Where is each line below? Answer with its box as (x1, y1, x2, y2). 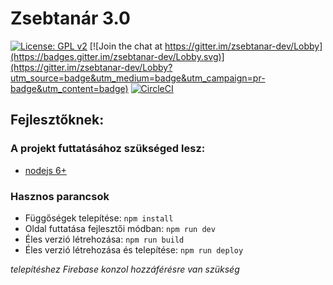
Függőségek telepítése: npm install (24, 212, 174, 224)
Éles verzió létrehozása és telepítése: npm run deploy (24, 243, 244, 256)
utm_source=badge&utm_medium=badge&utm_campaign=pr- (10, 72, 266, 84)
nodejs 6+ (24, 164, 67, 176)
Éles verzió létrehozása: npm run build (24, 233, 185, 245)
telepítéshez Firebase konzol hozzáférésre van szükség (10, 263, 240, 275)
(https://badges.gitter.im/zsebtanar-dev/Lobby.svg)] (10, 50, 225, 62)
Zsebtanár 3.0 (10, 7, 131, 30)
